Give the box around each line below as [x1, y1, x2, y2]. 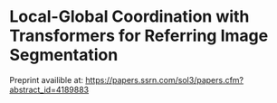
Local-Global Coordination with [9, 6, 250, 27]
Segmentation [9, 45, 119, 65]
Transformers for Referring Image [9, 25, 269, 46]
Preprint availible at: [9, 74, 84, 85]
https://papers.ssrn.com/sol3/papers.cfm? [85, 74, 244, 85]
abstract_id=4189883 [9, 84, 89, 95]
